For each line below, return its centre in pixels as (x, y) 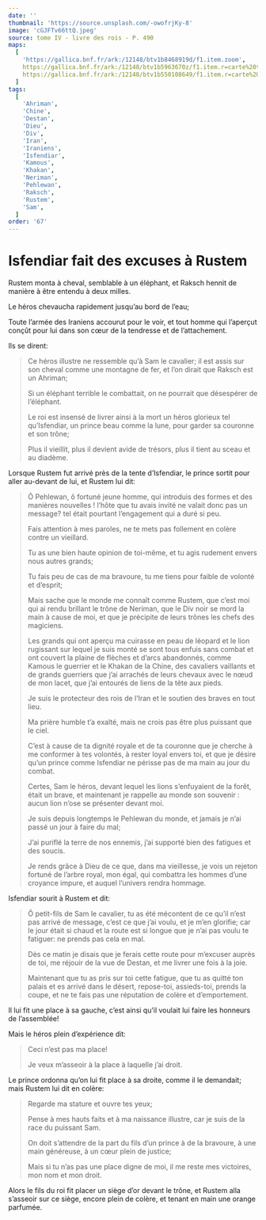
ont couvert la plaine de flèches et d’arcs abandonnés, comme (129, 658)
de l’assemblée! (34, 1019)
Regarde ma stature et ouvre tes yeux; (90, 1104)
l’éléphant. (44, 402)
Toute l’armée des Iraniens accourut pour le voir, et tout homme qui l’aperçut (133, 322)
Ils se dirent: (28, 346)
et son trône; (48, 434)
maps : (17, 45)
